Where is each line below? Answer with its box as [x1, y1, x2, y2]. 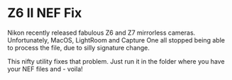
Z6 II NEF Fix [7, 5, 82, 21]
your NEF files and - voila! [7, 64, 83, 73]
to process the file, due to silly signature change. [7, 43, 150, 52]
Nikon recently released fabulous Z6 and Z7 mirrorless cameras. [7, 28, 196, 37]
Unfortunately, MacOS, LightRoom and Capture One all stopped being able [7, 35, 226, 44]
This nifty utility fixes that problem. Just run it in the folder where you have [7, 57, 225, 65]
